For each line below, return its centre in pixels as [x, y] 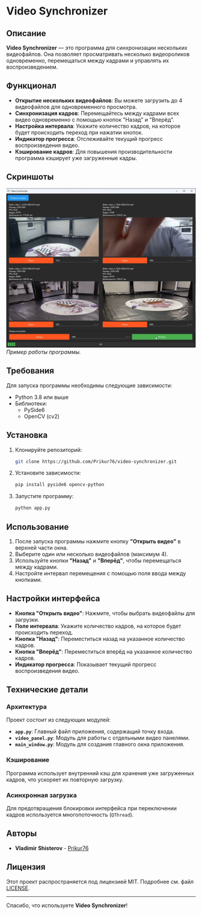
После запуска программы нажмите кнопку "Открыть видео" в [98, 541]
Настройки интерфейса [53, 598]
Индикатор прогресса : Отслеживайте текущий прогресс [89, 139]
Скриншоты [30, 177]
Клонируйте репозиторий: [48, 449]
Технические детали [47, 690]
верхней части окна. [41, 548]
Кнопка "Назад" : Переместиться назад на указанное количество [100, 639]
